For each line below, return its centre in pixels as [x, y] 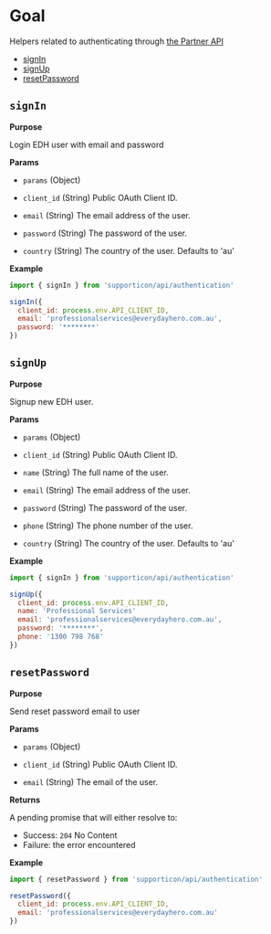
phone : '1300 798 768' [61, 637]
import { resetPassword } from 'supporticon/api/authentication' [136, 879]
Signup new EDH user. [52, 401]
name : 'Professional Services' [77, 611]
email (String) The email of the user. [90, 781]
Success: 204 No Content [70, 835]
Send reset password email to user [75, 711]
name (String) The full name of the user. [95, 472]
